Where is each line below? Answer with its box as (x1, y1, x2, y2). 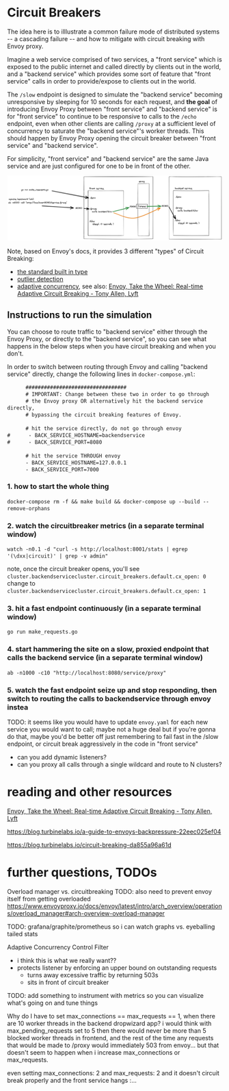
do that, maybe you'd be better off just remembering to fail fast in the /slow (7, 732, 219, 740)
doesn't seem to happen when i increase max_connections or (7, 1048, 180, 1056)
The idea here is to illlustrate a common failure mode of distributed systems (7, 27, 220, 36)
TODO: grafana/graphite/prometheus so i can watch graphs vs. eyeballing (7, 923, 215, 931)
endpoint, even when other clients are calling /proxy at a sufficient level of (7, 119, 216, 127)
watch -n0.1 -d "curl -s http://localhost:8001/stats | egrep (7, 546, 188, 553)
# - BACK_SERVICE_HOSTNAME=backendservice (7, 431, 146, 439)
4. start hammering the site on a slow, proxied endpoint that (7, 644, 209, 654)
